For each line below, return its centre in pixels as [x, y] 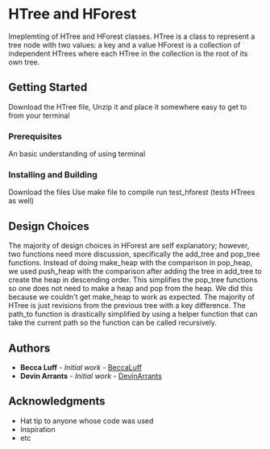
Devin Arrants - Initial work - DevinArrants [91, 376]
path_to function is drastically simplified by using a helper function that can [133, 314]
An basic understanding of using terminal [77, 154]
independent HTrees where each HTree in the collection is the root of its [128, 53]
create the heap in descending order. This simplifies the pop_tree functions [133, 280]
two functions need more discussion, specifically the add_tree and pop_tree [134, 254]
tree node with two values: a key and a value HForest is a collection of [125, 44]
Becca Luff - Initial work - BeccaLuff [81, 367]
